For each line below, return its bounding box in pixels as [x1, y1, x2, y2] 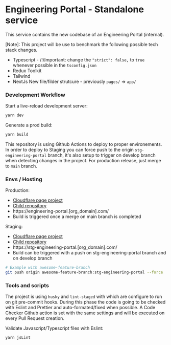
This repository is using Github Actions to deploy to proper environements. [5, 141, 162, 147]
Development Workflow [5, 91, 65, 98]
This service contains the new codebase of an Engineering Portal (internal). [5, 31, 164, 37]
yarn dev [5, 113, 24, 118]
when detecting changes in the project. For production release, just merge [5, 157, 162, 163]
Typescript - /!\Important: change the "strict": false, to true [12, 56, 145, 62]
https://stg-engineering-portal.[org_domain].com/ [12, 244, 117, 250]
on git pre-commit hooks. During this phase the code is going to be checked [5, 299, 166, 305]
